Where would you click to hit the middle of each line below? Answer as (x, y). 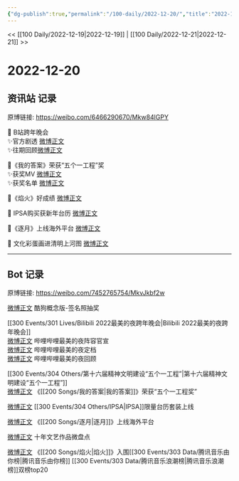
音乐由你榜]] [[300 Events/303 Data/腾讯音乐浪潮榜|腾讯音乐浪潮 (129, 461)
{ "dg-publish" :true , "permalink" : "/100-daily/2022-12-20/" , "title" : (110, 14)
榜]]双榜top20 (28, 470)
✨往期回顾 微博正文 (35, 149)
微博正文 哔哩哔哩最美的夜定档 (52, 350)
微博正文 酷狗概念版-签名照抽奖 (53, 308)
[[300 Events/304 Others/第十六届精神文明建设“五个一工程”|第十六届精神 (115, 374)
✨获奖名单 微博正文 (36, 183)
